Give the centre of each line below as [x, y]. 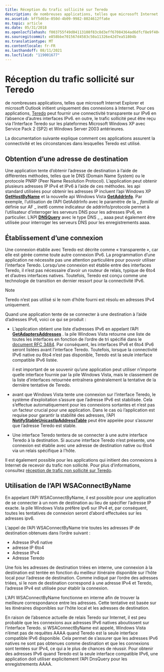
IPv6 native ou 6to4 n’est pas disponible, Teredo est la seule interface [82, 355]
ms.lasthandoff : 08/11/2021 [34, 50]
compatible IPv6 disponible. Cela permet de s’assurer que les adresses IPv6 [82, 638]
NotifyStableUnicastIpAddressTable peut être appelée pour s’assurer [83, 420]
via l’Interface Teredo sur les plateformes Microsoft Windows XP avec [75, 124]
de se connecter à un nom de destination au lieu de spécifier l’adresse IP [78, 503]
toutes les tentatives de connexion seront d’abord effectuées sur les [73, 513]
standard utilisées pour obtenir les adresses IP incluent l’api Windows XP [78, 191]
